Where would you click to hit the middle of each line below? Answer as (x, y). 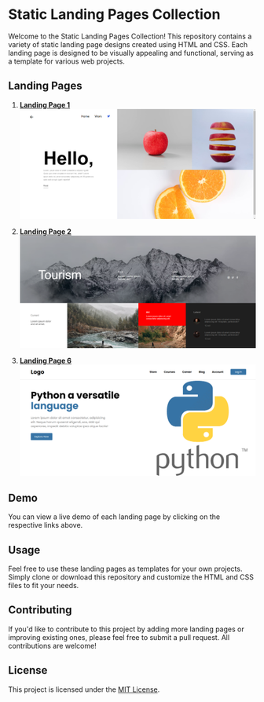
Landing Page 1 (45, 104)
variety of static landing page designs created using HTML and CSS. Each (128, 44)
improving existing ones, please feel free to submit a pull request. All (119, 637)
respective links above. (46, 525)
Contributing (40, 610)
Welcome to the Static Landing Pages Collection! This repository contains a (130, 36)
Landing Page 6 (46, 360)
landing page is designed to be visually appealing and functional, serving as (131, 53)
